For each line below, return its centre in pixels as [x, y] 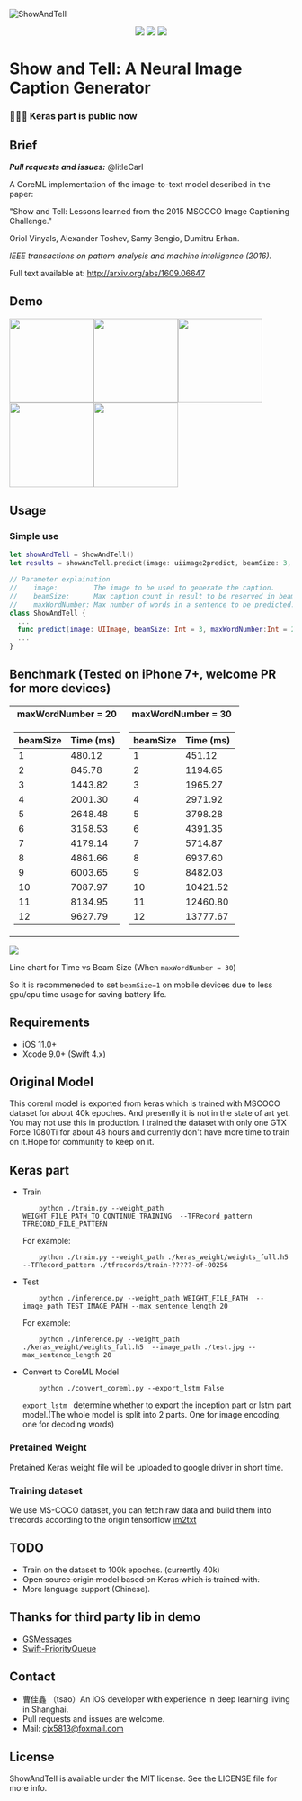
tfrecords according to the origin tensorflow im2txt [103, 1519]
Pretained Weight [48, 1447]
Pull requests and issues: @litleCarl [76, 167]
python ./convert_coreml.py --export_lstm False [132, 1389]
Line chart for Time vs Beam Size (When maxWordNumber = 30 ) [123, 967]
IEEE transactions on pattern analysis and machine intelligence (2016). [141, 256]
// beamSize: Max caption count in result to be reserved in [142, 596]
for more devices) [60, 689]
